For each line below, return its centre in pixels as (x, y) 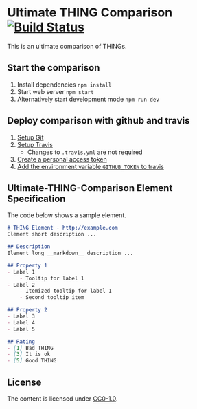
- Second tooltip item (52, 298)
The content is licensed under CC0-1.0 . (62, 398)
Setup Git (30, 137)
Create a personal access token (62, 159)
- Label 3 (21, 316)
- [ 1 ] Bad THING (30, 348)
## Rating (21, 342)
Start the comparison (54, 68)
